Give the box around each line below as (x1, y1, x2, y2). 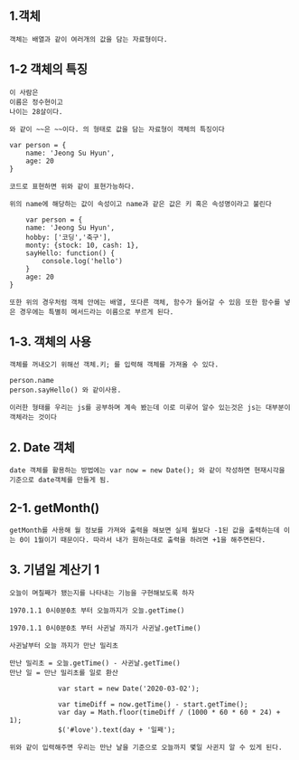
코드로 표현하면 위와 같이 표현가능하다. (9, 182, 135, 191)
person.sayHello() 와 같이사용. (9, 385, 122, 395)
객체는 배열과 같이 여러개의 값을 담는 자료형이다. (9, 34, 168, 43)
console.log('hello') (42, 256, 124, 265)
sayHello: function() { (25, 248, 116, 258)
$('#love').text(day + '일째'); (57, 725, 176, 735)
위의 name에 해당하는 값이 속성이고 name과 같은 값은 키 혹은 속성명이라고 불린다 (9, 199, 273, 208)
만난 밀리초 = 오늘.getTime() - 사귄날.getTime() (9, 659, 181, 668)
